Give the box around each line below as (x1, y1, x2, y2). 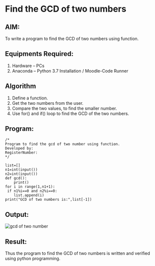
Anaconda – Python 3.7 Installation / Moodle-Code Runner (12, 68, 128, 74)
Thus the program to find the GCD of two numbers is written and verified (5, 250, 150, 256)
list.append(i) (14, 193, 45, 198)
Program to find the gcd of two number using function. (5, 142, 120, 147)
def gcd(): (5, 176, 27, 181)
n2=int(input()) (5, 171, 38, 176)
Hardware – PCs (12, 62, 45, 69)
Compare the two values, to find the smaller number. (12, 105, 117, 111)
